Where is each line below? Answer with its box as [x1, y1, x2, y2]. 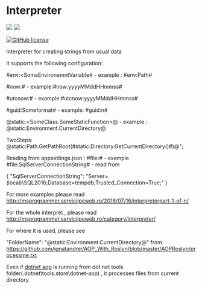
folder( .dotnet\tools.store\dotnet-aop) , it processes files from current [6, 270, 179, 277]
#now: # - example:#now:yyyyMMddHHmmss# [6, 83, 122, 90]
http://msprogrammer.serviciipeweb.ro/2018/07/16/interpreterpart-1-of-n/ [6, 197, 189, 204]
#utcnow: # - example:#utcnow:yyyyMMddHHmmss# [6, 94, 138, 102]
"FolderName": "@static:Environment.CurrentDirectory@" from [6, 238, 163, 245]
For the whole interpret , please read [6, 209, 97, 216]
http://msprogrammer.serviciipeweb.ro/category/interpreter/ [6, 215, 156, 222]
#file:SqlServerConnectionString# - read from [6, 161, 120, 168]
